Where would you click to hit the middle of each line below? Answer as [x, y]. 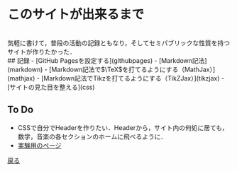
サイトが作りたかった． [42, 52]
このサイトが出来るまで [76, 14]
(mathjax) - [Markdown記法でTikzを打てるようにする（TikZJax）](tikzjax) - [116, 78]
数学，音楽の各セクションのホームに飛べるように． [92, 136]
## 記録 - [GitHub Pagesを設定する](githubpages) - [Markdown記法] [107, 60]
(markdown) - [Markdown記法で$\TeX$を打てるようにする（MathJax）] [111, 69]
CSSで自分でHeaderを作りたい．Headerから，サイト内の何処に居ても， [123, 127]
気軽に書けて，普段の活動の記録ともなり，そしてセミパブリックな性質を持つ [119, 42]
